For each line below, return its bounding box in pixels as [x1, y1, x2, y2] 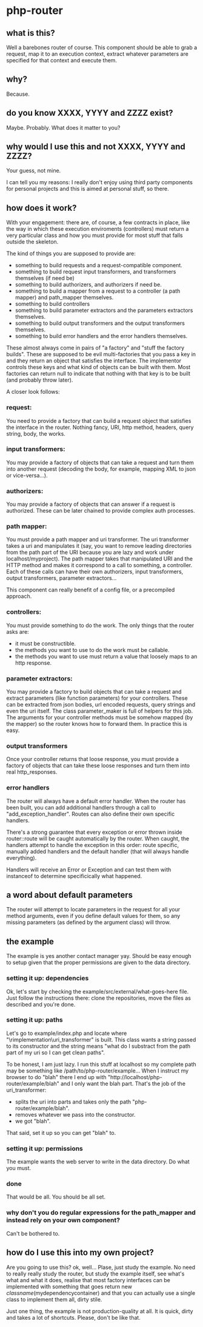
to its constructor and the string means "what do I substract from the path [6, 1042, 191, 1049]
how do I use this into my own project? [6, 1248, 155, 1258]
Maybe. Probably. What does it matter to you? [6, 124, 121, 131]
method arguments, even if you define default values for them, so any [6, 913, 181, 920]
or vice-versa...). [6, 471, 48, 479]
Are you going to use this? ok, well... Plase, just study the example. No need [6, 1263, 196, 1271]
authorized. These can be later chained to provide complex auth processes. [6, 507, 195, 514]
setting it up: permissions [6, 1144, 84, 1152]
